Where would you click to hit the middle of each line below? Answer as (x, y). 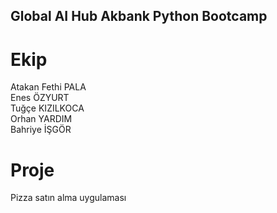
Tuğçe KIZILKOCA (47, 108)
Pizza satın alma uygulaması (68, 198)
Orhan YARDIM (41, 119)
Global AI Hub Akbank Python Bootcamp (139, 16)
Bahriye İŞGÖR (41, 130)
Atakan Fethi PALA (48, 87)
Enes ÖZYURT (40, 98)
